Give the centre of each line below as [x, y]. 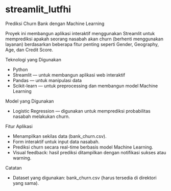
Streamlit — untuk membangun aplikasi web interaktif [69, 75]
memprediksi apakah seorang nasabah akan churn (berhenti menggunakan [84, 39]
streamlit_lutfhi [38, 9]
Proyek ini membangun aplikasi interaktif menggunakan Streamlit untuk [80, 33]
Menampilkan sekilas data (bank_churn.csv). [59, 136]
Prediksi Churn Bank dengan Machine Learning [55, 23]
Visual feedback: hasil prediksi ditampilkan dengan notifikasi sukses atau [89, 152]
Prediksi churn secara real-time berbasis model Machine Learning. [83, 147]
